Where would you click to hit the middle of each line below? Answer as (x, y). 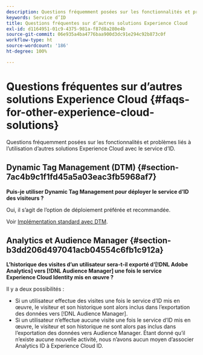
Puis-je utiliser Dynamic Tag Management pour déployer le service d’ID (98, 191)
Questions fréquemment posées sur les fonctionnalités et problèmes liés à (99, 142)
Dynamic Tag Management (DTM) (71, 168)
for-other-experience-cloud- (80, 112)
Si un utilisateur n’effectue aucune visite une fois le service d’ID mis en (103, 320)
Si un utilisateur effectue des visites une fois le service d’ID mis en (97, 301)
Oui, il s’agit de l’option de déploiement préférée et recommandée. (89, 210)
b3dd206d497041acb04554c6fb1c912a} (85, 250)
